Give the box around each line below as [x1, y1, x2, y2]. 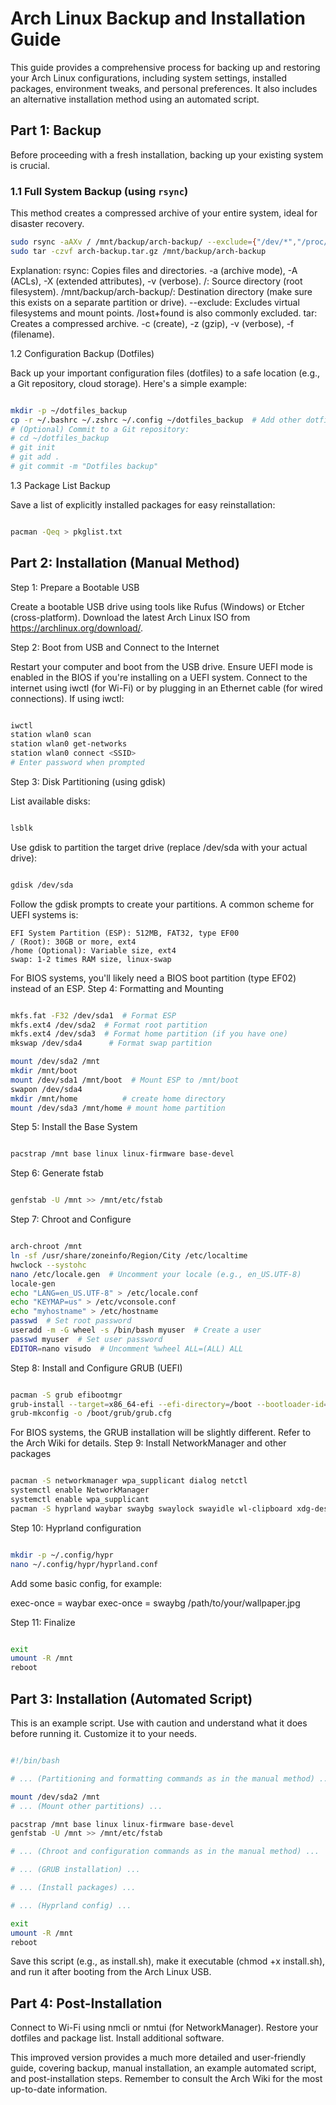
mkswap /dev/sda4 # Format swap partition [10, 1038, 213, 1049]
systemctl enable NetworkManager [10, 1485, 150, 1496]
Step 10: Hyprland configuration [10, 1522, 142, 1534]
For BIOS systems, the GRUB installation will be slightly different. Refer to [10, 1427, 312, 1439]
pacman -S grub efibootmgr [10, 1390, 123, 1400]
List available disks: [10, 795, 91, 807]
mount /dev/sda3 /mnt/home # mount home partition [10, 1103, 226, 1113]
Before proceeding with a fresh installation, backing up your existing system [10, 148, 324, 161]
